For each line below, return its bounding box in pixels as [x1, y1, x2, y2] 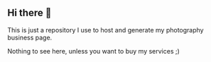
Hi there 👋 [7, 7, 52, 19]
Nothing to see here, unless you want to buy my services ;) [7, 46, 180, 55]
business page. [7, 33, 53, 42]
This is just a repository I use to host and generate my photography [7, 25, 204, 34]
